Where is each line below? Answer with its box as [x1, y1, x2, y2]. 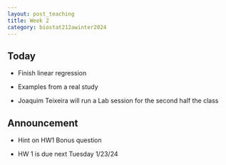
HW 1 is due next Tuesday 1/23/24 [17, 150, 118, 158]
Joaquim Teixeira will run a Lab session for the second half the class [17, 97, 219, 105]
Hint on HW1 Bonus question [17, 136, 102, 144]
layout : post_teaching [7, 10, 75, 18]
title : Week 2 [7, 17, 50, 24]
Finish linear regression [17, 69, 87, 78]
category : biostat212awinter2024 [7, 23, 107, 31]
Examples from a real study [17, 82, 98, 91]
